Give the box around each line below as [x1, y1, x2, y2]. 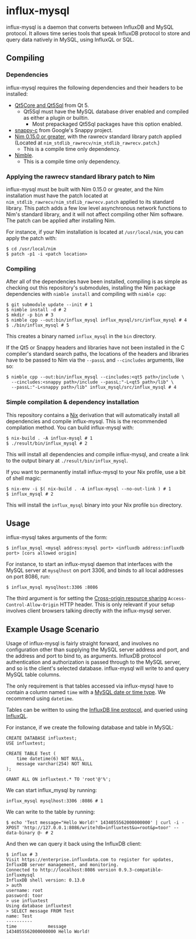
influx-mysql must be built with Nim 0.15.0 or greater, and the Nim [6, 186, 164, 193]
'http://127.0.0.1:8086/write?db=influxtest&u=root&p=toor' [21, 825, 171, 831]
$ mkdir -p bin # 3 [6, 312, 54, 318]
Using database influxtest [6, 903, 72, 909]
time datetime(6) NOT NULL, [16, 756, 85, 762]
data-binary [6, 830, 35, 836]
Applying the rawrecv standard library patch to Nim [6, 172, 155, 180]
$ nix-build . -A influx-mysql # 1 [6, 435, 93, 441]
